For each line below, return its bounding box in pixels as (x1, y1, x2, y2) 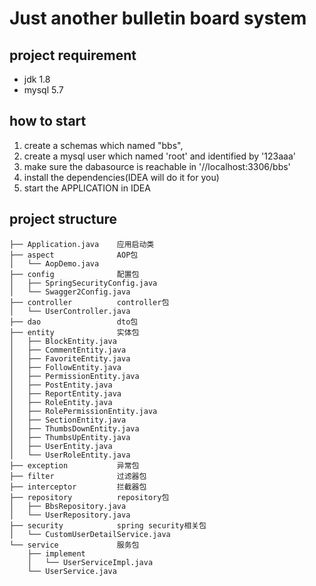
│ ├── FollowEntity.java (9, 362, 122, 372)
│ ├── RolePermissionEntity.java (9, 406, 158, 416)
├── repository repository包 (9, 492, 170, 502)
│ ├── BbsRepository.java (9, 501, 127, 511)
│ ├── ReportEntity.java (9, 388, 122, 399)
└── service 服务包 (9, 540, 140, 550)
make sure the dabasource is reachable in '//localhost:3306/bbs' (23, 160, 291, 172)
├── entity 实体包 (9, 327, 140, 337)
